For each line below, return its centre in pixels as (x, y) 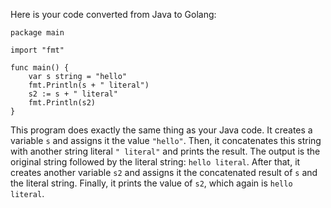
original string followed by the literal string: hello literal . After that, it (155, 162)
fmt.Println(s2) (62, 103)
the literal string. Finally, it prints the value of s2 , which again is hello (151, 183)
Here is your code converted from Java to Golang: (113, 14)
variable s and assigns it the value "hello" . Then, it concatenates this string (166, 140)
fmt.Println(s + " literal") (89, 85)
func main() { (40, 68)
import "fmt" (37, 50)
